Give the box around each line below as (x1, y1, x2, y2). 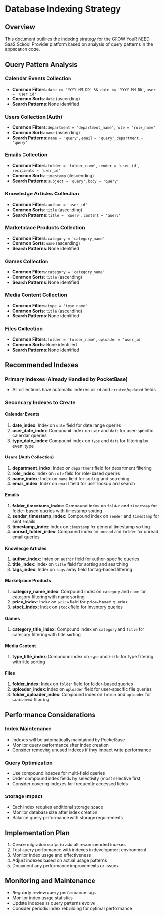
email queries (12, 534, 40, 540)
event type (12, 443, 34, 449)
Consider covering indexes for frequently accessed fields (12, 780, 128, 787)
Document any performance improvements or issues (12, 863, 119, 868)
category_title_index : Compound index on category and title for (12, 626, 144, 632)
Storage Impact (5, 793, 43, 799)
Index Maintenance (5, 725, 52, 732)
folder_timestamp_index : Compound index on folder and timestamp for (12, 503, 157, 508)
